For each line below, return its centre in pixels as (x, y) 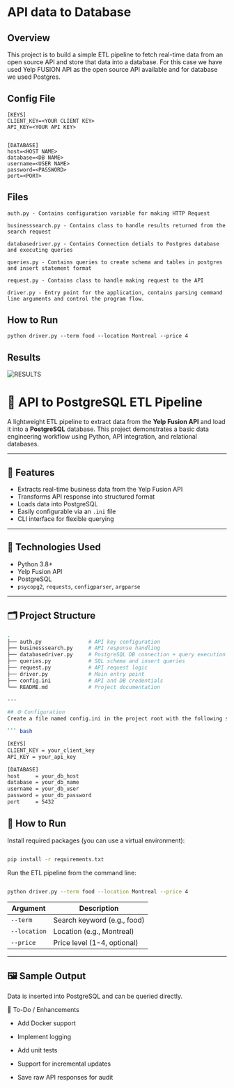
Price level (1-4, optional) (96, 943)
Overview (29, 38)
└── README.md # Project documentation (84, 687)
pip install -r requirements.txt (56, 859)
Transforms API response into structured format (86, 497)
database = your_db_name (43, 783)
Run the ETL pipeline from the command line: (72, 872)
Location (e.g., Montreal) (94, 932)
